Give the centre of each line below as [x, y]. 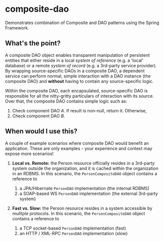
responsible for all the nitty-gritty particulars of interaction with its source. [80, 96]
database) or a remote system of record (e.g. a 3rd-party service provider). [81, 65]
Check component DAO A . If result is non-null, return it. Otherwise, [79, 110]
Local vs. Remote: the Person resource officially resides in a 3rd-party [83, 163]
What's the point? [33, 43]
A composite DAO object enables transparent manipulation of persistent [78, 55]
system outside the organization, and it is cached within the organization [85, 168]
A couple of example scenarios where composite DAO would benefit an [77, 143]
